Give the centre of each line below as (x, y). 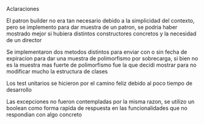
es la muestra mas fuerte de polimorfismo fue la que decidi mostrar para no (101, 65)
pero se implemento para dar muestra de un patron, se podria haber (92, 27)
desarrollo (19, 90)
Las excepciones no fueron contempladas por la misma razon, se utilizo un (100, 101)
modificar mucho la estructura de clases (57, 71)
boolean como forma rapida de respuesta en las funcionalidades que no (97, 108)
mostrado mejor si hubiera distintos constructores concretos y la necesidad (101, 34)
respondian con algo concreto (44, 115)
